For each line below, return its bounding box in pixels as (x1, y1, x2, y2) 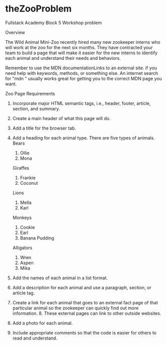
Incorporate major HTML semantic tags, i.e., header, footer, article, (12, 100, 151, 106)
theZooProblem (5, 3, 72, 15)
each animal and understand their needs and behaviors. (5, 55, 121, 61)
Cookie (20, 224, 35, 230)
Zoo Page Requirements (5, 90, 55, 96)
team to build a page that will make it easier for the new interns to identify (5, 50, 157, 56)
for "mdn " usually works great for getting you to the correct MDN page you (5, 75, 162, 81)
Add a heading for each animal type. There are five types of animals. (12, 135, 155, 141)
